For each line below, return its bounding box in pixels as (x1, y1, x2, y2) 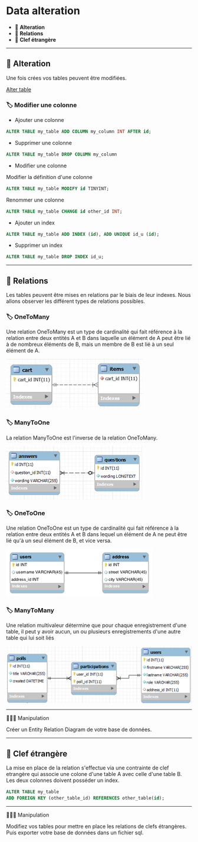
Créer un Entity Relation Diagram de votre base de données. (6, 726, 152, 733)
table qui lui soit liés (6, 635, 54, 642)
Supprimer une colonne (14, 139, 72, 146)
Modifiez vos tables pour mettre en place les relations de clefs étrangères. (6, 823, 187, 830)
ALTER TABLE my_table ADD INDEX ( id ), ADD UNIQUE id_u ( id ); (6, 231, 160, 237)
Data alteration (6, 4, 81, 18)
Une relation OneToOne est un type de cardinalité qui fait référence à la (6, 524, 179, 531)
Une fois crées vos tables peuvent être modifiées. (6, 74, 127, 81)
